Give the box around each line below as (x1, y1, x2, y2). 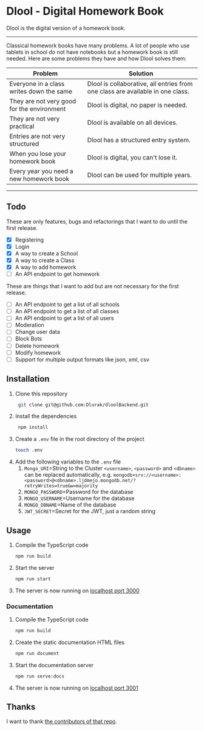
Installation (6, 374, 50, 384)
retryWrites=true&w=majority (24, 483, 98, 489)
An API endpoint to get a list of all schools (15, 301, 120, 308)
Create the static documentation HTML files (15, 639, 125, 646)
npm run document (15, 650, 59, 656)
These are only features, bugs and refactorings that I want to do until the (6, 218, 188, 225)
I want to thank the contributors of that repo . (6, 718, 117, 725)
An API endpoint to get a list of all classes (15, 308, 120, 315)
